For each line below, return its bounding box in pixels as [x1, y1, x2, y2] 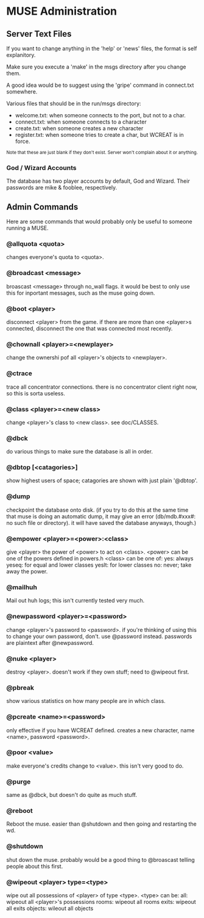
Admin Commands [6, 202, 79, 212]
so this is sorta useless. [6, 389, 65, 397]
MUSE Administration [6, 4, 118, 18]
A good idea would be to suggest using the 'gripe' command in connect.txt [6, 81, 194, 89]
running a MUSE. [6, 224, 49, 232]
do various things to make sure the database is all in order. [6, 448, 153, 455]
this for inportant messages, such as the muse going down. [6, 289, 155, 296]
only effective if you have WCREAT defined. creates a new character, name [6, 726, 195, 734]
